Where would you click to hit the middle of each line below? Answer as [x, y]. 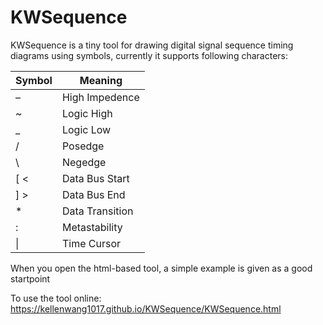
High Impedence [100, 97]
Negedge [84, 162]
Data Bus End [93, 194]
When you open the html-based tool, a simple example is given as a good [161, 268]
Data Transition [97, 211]
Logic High [87, 113]
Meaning [101, 80]
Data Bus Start [95, 178]
